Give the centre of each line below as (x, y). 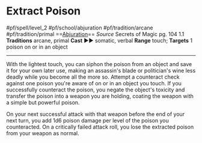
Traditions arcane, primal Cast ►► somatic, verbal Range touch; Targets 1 (99, 40)
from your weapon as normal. (43, 133)
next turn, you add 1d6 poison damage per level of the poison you (88, 120)
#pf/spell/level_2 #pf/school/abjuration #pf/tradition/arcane (80, 28)
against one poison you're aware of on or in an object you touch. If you (94, 83)
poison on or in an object (37, 47)
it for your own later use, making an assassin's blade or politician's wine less (101, 70)
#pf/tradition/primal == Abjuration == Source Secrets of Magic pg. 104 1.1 (95, 34)
